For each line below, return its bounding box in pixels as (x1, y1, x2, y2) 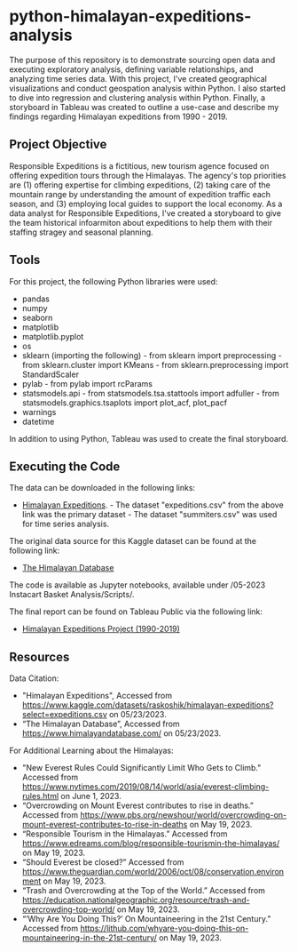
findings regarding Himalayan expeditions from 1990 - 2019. (9, 111, 228, 122)
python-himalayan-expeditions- (9, 6, 252, 27)
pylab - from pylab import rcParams (21, 378, 153, 388)
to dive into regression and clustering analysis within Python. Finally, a (9, 92, 266, 103)
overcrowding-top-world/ (21, 904, 115, 915)
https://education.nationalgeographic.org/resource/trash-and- (21, 895, 250, 906)
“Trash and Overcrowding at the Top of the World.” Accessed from (21, 885, 266, 896)
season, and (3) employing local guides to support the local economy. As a (9, 198, 283, 209)
